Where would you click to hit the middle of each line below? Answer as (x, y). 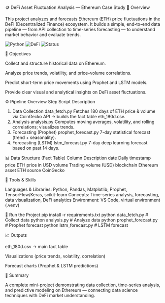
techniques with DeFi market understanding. (50, 295)
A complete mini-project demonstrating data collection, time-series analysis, (83, 285)
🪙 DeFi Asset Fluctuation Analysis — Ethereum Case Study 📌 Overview (78, 7)
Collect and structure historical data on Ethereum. (55, 63)
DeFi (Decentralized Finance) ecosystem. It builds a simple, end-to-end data (83, 24)
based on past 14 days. (36, 148)
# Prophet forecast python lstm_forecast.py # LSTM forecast (66, 225)
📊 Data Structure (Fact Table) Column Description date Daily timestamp (78, 158)
